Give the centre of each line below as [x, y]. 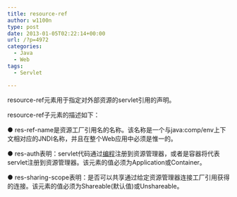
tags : [15, 66]
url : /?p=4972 [28, 40]
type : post [23, 27]
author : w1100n [30, 20]
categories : [25, 46]
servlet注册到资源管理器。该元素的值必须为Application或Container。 [107, 162]
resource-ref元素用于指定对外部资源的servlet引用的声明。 [91, 100]
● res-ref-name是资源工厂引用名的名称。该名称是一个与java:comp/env [110, 129]
